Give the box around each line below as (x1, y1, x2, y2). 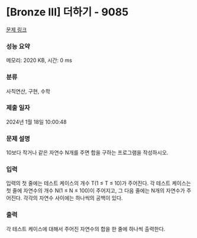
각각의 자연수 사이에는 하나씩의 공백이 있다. (23, 194, 123, 201)
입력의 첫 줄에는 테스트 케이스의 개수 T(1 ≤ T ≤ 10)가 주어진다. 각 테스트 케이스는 (6, 180, 191, 187)
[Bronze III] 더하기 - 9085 (6, 5, 129, 19)
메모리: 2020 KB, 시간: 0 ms (6, 57, 72, 64)
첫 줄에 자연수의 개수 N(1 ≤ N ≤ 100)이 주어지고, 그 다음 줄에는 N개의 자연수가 (6, 187, 185, 194)
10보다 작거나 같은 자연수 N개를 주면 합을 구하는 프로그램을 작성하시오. (6, 149, 169, 157)
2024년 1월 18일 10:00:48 (6, 118, 67, 125)
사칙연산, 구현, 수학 (6, 87, 50, 94)
